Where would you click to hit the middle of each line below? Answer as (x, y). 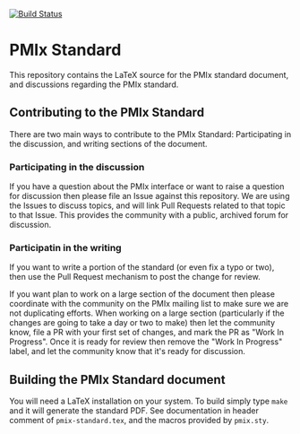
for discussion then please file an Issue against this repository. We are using (150, 196)
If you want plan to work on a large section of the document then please (142, 294)
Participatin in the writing (66, 247)
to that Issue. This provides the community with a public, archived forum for (149, 215)
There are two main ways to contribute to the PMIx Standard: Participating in (150, 134)
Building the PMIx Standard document (117, 380)
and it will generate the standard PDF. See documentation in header (134, 411)
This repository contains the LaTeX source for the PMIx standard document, (149, 74)
